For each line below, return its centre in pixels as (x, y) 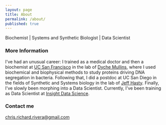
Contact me (20, 106)
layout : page (19, 10)
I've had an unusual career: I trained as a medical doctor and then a (74, 62)
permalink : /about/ (25, 19)
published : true (22, 24)
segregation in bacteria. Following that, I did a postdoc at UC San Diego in (81, 77)
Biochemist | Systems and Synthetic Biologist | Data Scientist (68, 38)
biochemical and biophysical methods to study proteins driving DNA (75, 72)
